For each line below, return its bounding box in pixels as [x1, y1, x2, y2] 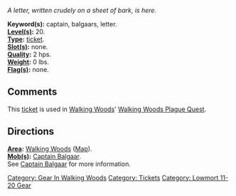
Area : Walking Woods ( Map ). [7, 144, 92, 153]
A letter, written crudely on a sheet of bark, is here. [7, 6, 157, 14]
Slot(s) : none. [7, 43, 48, 51]
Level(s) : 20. [7, 28, 45, 36]
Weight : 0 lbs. [7, 58, 50, 66]
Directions [7, 125, 55, 138]
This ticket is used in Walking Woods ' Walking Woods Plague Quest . [7, 105, 207, 113]
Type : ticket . [7, 35, 45, 43]
